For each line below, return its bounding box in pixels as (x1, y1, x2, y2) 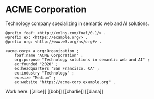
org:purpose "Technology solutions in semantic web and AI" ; (14, 57, 150, 62)
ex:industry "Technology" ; (14, 70, 74, 76)
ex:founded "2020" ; (14, 61, 58, 67)
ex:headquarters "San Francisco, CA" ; (14, 66, 100, 71)
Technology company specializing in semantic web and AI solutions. (5, 20, 149, 27)
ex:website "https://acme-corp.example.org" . (14, 79, 116, 85)
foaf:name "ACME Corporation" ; (14, 53, 83, 58)
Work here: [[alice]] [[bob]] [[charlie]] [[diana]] (5, 88, 103, 94)
